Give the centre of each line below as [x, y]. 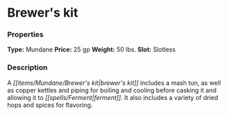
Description [27, 67]
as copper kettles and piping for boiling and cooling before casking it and [112, 90]
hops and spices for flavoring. [50, 105]
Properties [25, 35]
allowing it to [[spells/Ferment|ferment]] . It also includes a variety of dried [113, 97]
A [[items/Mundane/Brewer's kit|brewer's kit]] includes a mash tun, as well [114, 83]
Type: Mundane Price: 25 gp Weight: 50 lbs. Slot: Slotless [91, 49]
